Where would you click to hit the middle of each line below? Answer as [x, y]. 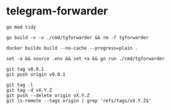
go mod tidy [21, 27]
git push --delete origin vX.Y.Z [48, 95]
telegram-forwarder [57, 11]
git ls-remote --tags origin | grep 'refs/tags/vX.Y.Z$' [79, 100]
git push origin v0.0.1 [36, 74]
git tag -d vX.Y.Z [29, 90]
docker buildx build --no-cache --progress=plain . [72, 48]
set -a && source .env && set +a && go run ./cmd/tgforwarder [85, 58]
